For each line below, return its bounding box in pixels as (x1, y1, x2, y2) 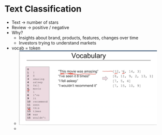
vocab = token (11, 45, 41, 51)
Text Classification (4, 3, 82, 15)
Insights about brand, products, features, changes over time (18, 35, 139, 41)
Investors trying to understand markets (18, 40, 97, 45)
